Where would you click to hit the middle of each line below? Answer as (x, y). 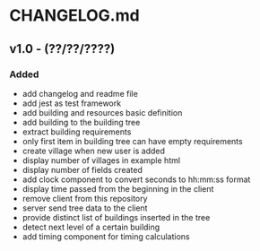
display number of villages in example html (101, 160)
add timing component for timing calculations (106, 236)
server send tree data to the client (85, 208)
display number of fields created (82, 169)
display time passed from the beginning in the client (118, 188)
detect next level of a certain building (91, 227)
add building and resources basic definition (102, 112)
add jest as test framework (72, 103)
